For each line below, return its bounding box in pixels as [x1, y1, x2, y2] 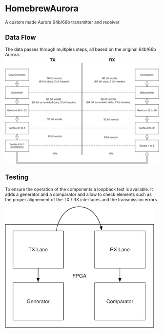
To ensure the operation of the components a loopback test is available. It [5, 186, 153, 192]
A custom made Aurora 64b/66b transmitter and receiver [5, 19, 120, 25]
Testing [5, 173, 29, 182]
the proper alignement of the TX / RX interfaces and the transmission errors [5, 196, 157, 202]
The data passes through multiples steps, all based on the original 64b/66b [5, 46, 156, 52]
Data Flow [5, 33, 36, 42]
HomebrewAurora [5, 3, 79, 14]
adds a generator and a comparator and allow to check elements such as [5, 191, 152, 197]
